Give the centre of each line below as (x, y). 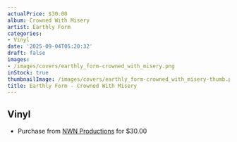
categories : (25, 33)
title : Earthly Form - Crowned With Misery (72, 86)
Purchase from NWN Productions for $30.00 (82, 131)
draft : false (26, 53)
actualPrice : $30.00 (38, 14)
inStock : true (28, 72)
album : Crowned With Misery (49, 20)
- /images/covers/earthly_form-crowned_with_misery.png (91, 66)
